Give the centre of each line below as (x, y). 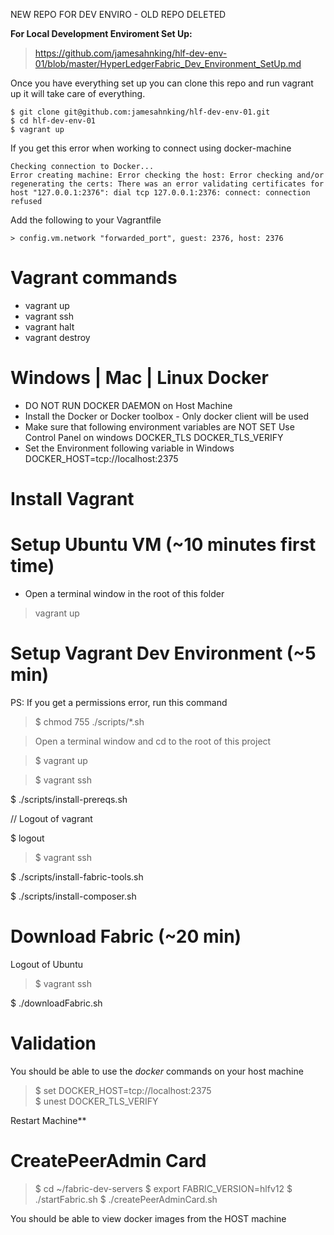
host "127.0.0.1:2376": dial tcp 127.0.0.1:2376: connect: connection (160, 193)
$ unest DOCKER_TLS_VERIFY (96, 1101)
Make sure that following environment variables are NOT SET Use (159, 426)
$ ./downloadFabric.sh (56, 1003)
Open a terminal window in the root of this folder (124, 593)
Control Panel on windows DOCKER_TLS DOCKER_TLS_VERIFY (154, 437)
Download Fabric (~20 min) (126, 936)
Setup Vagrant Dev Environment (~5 (163, 653)
